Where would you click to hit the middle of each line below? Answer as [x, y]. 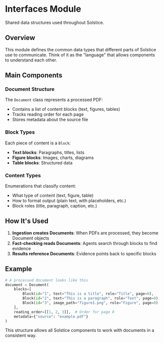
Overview [20, 38]
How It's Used [27, 221]
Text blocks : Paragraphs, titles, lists [48, 152]
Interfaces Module [43, 9]
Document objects [31, 238]
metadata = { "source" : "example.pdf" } [51, 316]
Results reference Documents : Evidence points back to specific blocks [84, 253]
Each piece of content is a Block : [38, 143]
